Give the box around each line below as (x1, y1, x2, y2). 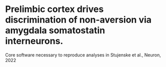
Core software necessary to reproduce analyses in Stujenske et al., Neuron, (5, 51, 161, 58)
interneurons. (5, 35, 63, 47)
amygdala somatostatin (5, 25, 105, 36)
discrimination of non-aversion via (5, 14, 151, 25)
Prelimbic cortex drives (5, 3, 104, 15)
